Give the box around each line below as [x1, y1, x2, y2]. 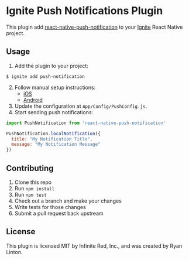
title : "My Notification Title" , [11, 136, 93, 142]
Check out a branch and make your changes [14, 197, 122, 204]
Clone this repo [14, 179, 51, 186]
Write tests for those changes [14, 203, 86, 210]
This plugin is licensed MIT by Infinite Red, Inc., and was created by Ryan [6, 242, 183, 249]
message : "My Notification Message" [11, 142, 101, 148]
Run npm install [14, 184, 55, 191]
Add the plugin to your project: [14, 62, 89, 69]
